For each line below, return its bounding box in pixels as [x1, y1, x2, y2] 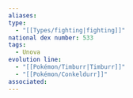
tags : [8, 41, 26, 49]
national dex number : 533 [8, 33, 93, 42]
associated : [8, 77, 47, 85]
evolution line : [8, 56, 62, 64]
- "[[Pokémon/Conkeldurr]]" [15, 70, 108, 78]
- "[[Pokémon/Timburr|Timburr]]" [15, 63, 126, 71]
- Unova [15, 48, 41, 56]
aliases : [8, 11, 37, 20]
